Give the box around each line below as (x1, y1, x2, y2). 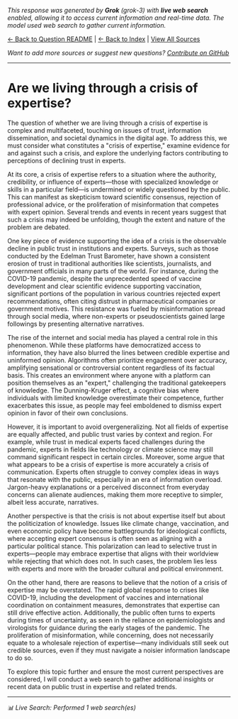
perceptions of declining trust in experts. (7, 156, 126, 165)
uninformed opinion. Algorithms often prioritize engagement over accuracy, (7, 356, 228, 364)
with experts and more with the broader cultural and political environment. (7, 564, 224, 573)
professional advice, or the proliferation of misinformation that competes (7, 200, 220, 209)
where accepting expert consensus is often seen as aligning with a (7, 534, 203, 542)
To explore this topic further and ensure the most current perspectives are (7, 667, 225, 676)
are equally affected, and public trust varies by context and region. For (7, 429, 213, 439)
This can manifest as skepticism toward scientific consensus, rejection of (7, 192, 222, 201)
